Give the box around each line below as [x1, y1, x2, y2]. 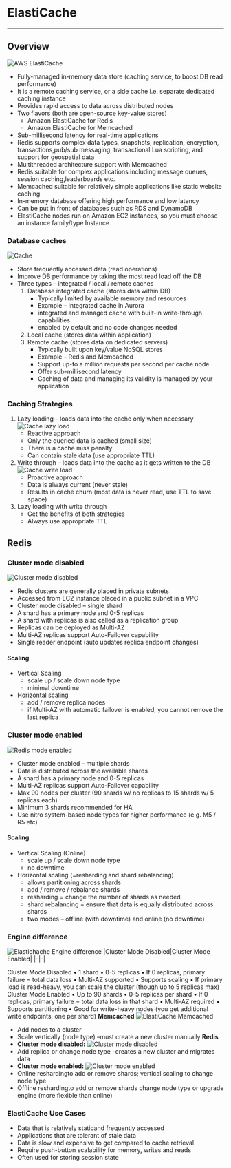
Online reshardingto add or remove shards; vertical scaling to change [16, 1070, 214, 1078]
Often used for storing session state [16, 1154, 119, 1162]
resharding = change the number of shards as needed [27, 893, 181, 901]
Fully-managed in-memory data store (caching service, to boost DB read [16, 72, 223, 81]
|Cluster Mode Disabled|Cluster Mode [102, 948, 211, 956]
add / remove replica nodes [27, 698, 106, 707]
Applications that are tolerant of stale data [16, 1131, 136, 1140]
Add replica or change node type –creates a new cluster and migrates [16, 1047, 215, 1056]
